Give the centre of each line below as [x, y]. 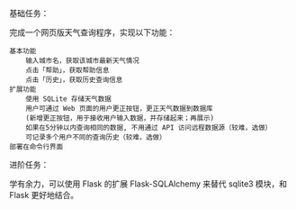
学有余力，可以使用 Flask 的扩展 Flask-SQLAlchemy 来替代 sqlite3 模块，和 [148, 184]
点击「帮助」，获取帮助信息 [67, 70]
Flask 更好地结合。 [44, 195]
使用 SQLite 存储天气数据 [69, 99]
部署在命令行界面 [36, 147]
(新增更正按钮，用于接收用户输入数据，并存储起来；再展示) [120, 118]
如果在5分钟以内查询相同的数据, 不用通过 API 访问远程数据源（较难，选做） [149, 128]
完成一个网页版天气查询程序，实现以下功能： [92, 32]
